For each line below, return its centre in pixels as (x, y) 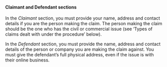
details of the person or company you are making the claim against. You (80, 49)
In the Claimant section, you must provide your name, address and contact (83, 18)
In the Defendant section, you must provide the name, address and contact (83, 44)
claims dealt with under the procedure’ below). (54, 34)
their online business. (27, 60)
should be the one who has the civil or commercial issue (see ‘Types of (79, 29)
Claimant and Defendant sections (41, 7)
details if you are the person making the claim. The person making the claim (84, 24)
